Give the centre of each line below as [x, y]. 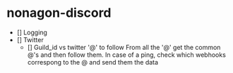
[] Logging [32, 32]
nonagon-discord [59, 13]
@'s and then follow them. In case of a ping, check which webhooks [127, 55]
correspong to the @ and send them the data [93, 62]
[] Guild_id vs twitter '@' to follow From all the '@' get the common [124, 47]
